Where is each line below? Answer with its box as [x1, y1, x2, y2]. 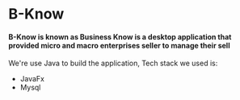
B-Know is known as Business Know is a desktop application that [8, 31, 232, 41]
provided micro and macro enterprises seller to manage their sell [8, 40, 230, 50]
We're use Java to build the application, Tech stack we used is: [8, 58, 218, 69]
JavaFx [19, 74, 45, 84]
